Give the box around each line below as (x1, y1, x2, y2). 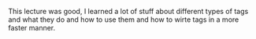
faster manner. (8, 23, 56, 32)
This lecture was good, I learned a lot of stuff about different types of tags (8, 7, 249, 16)
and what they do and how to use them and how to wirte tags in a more (8, 15, 239, 24)
